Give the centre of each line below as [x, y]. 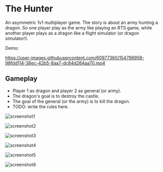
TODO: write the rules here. [40, 106]
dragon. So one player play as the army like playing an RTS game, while [79, 27]
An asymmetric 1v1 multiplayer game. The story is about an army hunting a [81, 22]
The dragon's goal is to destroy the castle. [56, 96]
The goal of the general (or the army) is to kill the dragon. [71, 101]
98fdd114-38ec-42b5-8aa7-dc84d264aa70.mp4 [55, 63]
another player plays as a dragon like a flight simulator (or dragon [72, 33]
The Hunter [29, 9]
